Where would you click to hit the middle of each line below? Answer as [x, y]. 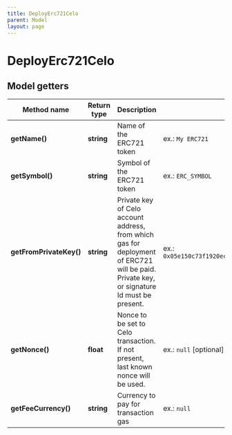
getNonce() [30, 350]
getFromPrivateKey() [46, 252]
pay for [128, 404]
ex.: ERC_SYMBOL [187, 176]
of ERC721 [135, 261]
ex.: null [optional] [194, 350]
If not [126, 350]
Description [137, 110]
